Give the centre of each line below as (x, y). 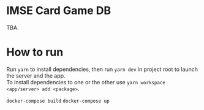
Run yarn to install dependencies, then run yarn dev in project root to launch (102, 69)
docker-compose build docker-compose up (58, 101)
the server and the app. (36, 75)
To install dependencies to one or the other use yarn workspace (86, 82)
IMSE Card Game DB (59, 11)
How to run (35, 52)
